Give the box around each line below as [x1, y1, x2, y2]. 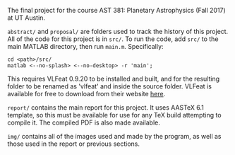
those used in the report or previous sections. [7, 139, 140, 148]
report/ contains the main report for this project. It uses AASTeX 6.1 [7, 103, 205, 112]
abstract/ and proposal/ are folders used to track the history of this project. [7, 28, 229, 35]
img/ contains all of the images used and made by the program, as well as [7, 132, 222, 140]
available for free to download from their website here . [7, 90, 166, 98]
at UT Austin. [7, 13, 46, 22]
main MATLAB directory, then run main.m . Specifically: [7, 42, 164, 50]
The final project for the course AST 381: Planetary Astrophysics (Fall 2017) [7, 6, 226, 14]
